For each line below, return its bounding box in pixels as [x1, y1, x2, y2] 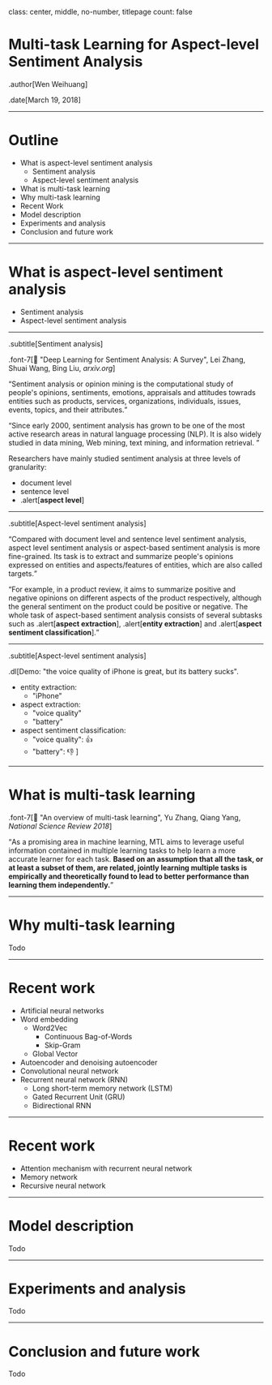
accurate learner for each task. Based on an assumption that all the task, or [8, 854, 264, 863]
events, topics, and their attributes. [8, 405, 125, 415]
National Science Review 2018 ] [8, 821, 113, 831]
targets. [8, 568, 35, 579]
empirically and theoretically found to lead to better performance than [8, 871, 249, 881]
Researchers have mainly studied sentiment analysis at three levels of [8, 454, 241, 463]
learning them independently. [8, 880, 111, 889]
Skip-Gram [44, 1040, 81, 1050]
